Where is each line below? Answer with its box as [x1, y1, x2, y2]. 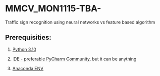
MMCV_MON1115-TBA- [5, 3, 102, 14]
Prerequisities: [5, 33, 52, 42]
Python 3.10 [12, 46, 36, 52]
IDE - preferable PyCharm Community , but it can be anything [12, 56, 137, 62]
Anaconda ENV [12, 65, 44, 71]
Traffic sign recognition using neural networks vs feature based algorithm [5, 19, 155, 25]
